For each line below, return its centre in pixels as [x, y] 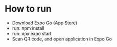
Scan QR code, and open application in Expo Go [62, 39]
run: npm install [28, 28]
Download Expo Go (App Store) [45, 23]
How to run [28, 9]
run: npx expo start [32, 33]
